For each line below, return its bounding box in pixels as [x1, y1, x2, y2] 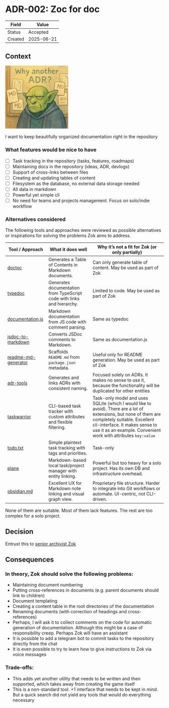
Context [5, 52, 31, 60]
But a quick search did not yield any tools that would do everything [12, 691, 151, 697]
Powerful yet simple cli [12, 191, 60, 198]
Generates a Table [48, 256, 87, 263]
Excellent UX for [48, 480, 82, 486]
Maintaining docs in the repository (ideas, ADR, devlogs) [12, 163, 130, 169]
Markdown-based [48, 457, 87, 463]
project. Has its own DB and [93, 465, 150, 471]
